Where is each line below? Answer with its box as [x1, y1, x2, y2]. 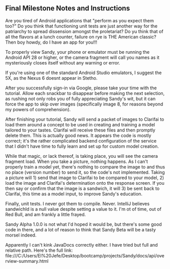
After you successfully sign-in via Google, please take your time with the [5, 85, 157, 91]
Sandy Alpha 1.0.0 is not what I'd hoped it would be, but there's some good [5, 221, 162, 227]
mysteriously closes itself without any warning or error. [5, 59, 120, 65]
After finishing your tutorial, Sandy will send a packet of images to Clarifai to [5, 116, 164, 122]
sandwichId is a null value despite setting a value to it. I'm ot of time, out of [5, 206, 161, 212]
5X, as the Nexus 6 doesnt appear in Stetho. [5, 75, 98, 81]
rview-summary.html [5, 258, 49, 264]
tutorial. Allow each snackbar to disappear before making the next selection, [5, 90, 165, 96]
